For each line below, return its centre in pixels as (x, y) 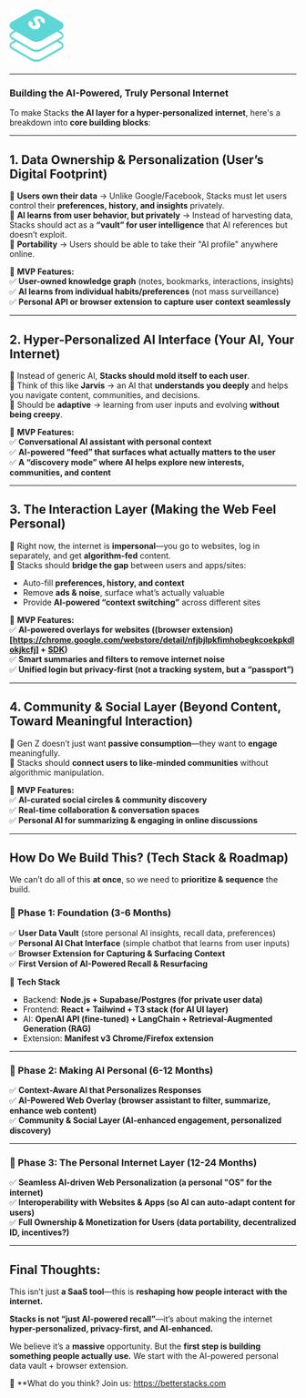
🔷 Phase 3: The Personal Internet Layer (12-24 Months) (133, 1162)
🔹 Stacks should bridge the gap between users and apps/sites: (128, 565)
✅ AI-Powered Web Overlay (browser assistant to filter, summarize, (140, 1100)
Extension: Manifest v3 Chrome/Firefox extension (118, 1038)
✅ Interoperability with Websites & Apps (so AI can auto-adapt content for (153, 1202)
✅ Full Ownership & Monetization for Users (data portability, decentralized (153, 1222)
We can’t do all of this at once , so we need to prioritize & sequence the (144, 880)
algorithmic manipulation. (57, 772)
